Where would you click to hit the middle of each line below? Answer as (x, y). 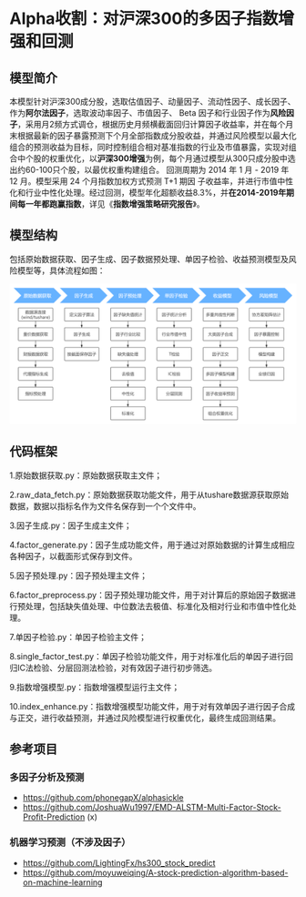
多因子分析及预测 (47, 778)
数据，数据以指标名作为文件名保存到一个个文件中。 (105, 505)
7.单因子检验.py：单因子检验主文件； (78, 637)
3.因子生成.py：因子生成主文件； (71, 525)
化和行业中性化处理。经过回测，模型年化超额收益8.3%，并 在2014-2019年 (148, 193)
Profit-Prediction (54, 817)
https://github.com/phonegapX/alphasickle (103, 798)
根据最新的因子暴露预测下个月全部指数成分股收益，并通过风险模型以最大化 (157, 136)
